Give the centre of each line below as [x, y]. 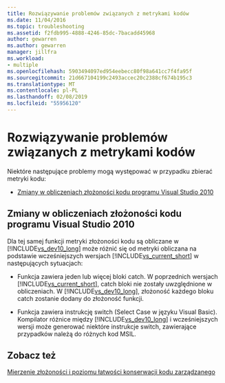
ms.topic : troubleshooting [46, 26]
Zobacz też [32, 356]
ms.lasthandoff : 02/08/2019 [47, 97]
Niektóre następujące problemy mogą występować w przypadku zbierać [110, 171]
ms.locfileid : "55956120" [44, 104]
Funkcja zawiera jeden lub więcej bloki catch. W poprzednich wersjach [117, 276]
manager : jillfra [32, 52]
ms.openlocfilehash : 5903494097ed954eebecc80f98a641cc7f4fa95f [100, 71]
